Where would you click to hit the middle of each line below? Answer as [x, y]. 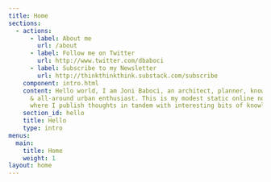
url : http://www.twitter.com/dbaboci [100, 61]
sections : [25, 23]
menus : [19, 135]
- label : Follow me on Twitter [82, 53]
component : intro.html [61, 83]
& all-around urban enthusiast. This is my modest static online [142, 98]
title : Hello [45, 121]
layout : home [30, 166]
